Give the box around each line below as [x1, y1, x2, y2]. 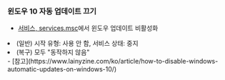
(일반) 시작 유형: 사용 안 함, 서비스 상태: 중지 [16, 39, 139, 48]
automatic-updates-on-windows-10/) [7, 65, 117, 74]
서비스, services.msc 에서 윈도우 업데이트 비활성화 [17, 24, 159, 33]
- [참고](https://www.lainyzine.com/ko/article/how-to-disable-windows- [7, 57, 219, 66]
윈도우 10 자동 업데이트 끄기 [7, 6, 97, 16]
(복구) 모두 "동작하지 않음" [16, 48, 90, 56]
